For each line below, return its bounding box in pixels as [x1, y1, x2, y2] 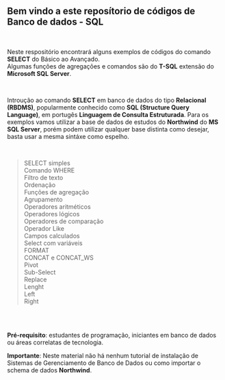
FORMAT [23, 246, 49, 254]
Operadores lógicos [23, 210, 80, 218]
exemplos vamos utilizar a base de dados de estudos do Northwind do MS [7, 118, 219, 126]
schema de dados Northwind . [7, 366, 92, 374]
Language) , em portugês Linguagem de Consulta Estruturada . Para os [7, 110, 209, 118]
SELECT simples [23, 159, 70, 167]
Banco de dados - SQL [7, 16, 104, 28]
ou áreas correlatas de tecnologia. [7, 338, 104, 346]
